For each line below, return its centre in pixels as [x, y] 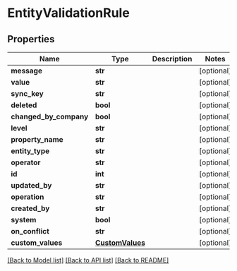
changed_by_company [50, 116]
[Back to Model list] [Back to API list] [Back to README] [88, 260]
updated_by [31, 185]
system [24, 220]
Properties [31, 39]
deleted [24, 105]
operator [26, 162]
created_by [30, 208]
